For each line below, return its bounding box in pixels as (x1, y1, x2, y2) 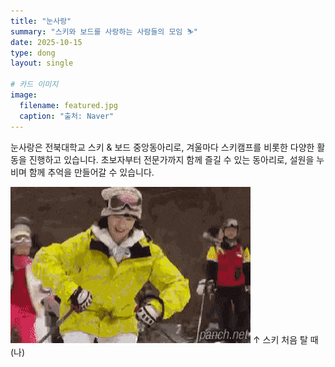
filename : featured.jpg (19, 100, 118, 110)
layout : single (10, 58, 74, 69)
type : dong (10, 48, 56, 58)
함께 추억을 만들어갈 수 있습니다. (28, 166, 155, 178)
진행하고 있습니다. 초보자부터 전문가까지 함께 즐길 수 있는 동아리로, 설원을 (28, 153, 315, 165)
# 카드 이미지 (10, 80, 59, 90)
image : (10, 90, 38, 100)
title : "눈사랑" (10, 16, 72, 26)
